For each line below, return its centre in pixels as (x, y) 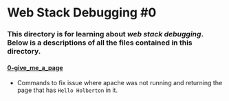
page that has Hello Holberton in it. (67, 90)
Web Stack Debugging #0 (82, 13)
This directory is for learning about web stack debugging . (106, 34)
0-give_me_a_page (35, 67)
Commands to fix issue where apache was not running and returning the (120, 83)
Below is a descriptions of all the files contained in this (100, 43)
